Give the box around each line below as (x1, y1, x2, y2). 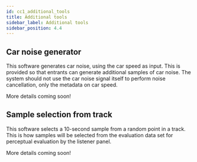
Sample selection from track (6, 110, 112, 120)
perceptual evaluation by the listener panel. (6, 138, 112, 145)
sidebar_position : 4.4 (6, 25, 62, 31)
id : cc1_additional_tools (6, 8, 70, 15)
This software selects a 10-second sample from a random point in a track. (6, 125, 186, 133)
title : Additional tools (6, 14, 67, 20)
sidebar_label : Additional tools (6, 19, 89, 25)
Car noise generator (6, 47, 82, 57)
